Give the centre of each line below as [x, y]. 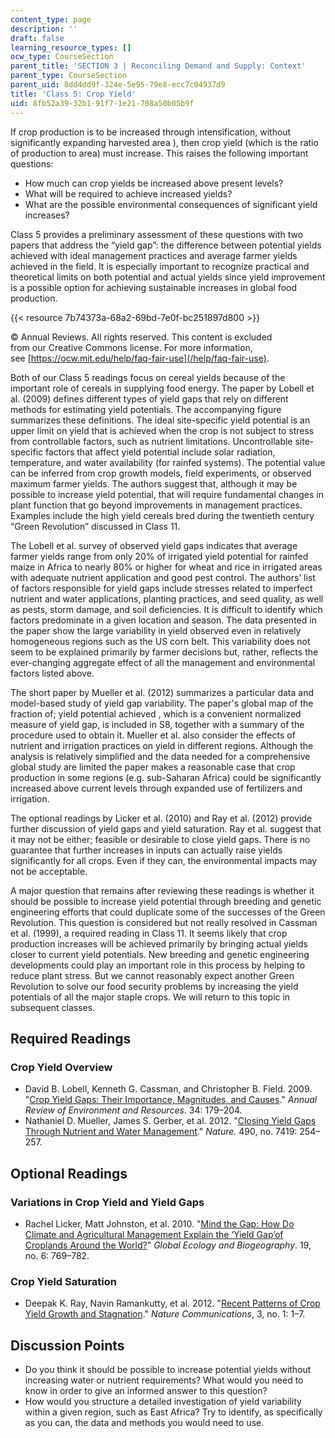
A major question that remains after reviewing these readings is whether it [162, 890]
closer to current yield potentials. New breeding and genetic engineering [160, 954]
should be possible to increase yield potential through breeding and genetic [166, 901]
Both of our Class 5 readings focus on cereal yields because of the [148, 377]
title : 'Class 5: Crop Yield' [73, 94]
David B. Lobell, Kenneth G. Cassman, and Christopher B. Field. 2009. [168, 1089]
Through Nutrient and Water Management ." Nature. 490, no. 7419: [161, 1132]
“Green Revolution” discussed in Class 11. [95, 526]
